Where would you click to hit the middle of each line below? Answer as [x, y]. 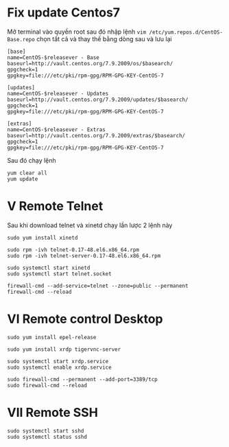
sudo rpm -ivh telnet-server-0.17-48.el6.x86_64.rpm [84, 255]
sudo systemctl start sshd [46, 431]
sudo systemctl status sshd [47, 437]
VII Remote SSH [52, 413]
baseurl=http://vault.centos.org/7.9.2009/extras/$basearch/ [96, 135]
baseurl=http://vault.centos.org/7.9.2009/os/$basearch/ [90, 63]
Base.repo [21, 39]
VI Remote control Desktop [85, 319]
